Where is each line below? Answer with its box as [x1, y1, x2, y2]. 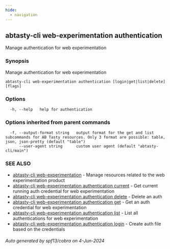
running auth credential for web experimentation [12, 188, 115, 194]
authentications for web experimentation [12, 215, 99, 221]
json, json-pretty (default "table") [5, 139, 86, 145]
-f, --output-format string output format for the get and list [10, 130, 154, 135]
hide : [5, 7, 17, 13]
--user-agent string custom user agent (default [18, 144, 136, 149]
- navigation [10, 12, 38, 17]
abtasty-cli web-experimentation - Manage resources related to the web [12, 172, 165, 178]
